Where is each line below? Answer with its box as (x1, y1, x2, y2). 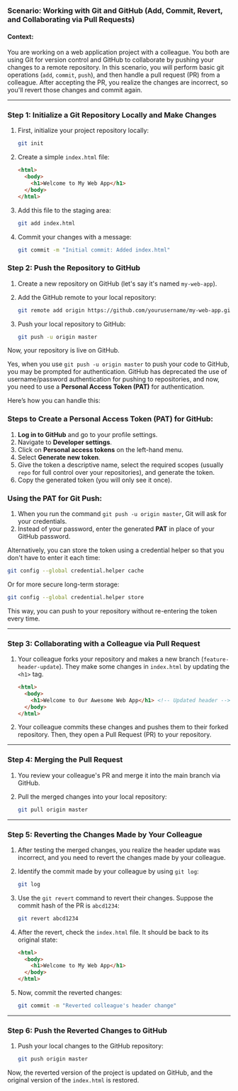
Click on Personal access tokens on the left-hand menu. (17, 445, 184, 453)
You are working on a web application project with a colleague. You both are (7, 48, 230, 57)
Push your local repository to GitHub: (17, 319, 126, 328)
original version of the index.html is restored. (7, 1076, 140, 1085)
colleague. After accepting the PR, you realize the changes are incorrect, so (7, 78, 229, 87)
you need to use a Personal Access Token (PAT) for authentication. (7, 382, 205, 391)
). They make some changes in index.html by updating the (59, 662, 230, 671)
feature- (203, 656, 229, 663)
